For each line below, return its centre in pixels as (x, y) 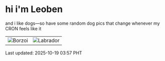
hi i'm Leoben (34, 9)
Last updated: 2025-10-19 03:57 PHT (44, 53)
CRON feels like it (23, 28)
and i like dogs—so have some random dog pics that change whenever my (82, 23)
